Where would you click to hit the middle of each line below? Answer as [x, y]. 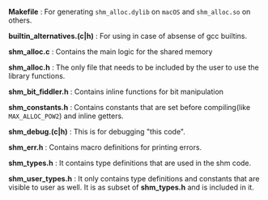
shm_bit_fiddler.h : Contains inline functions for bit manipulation [116, 91]
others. [20, 20]
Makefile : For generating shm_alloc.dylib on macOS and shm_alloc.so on [130, 12]
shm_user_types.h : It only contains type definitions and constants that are [134, 179]
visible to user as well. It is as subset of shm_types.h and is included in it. [132, 187]
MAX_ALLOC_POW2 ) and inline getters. [66, 116]
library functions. [37, 76]
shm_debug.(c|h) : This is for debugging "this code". [97, 132]
